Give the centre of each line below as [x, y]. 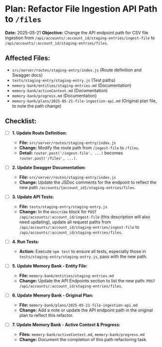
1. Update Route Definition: [39, 133]
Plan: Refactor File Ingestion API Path [81, 9]
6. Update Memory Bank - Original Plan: [52, 295]
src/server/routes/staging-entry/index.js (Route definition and [77, 70]
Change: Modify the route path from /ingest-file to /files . [79, 148]
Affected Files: [28, 58]
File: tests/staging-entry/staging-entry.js [63, 206]
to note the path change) [37, 106]
